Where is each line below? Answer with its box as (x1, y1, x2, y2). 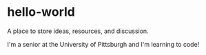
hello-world (7, 4, 76, 20)
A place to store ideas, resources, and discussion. (7, 27, 150, 35)
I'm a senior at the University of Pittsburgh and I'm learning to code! (7, 40, 200, 48)
